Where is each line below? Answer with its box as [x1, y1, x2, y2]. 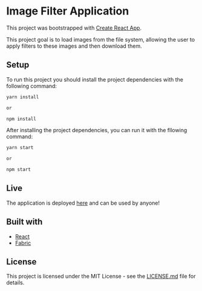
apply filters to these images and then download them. [6, 42, 142, 50]
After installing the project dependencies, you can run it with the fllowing [6, 127, 187, 134]
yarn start [6, 145, 34, 151]
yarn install [6, 94, 39, 100]
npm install [6, 116, 36, 122]
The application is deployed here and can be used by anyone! [6, 199, 160, 206]
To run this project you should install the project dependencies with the [6, 75, 183, 83]
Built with [6, 217, 43, 227]
